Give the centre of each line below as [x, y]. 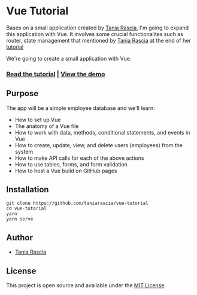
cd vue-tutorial [26, 208]
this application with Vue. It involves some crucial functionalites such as [95, 34]
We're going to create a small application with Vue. [69, 58]
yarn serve [20, 219]
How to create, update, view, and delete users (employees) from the [99, 145]
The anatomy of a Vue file [47, 126]
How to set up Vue [38, 120]
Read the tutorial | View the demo [56, 74]
